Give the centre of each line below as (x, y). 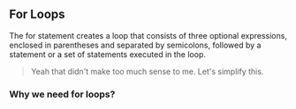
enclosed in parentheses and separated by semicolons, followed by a (135, 45)
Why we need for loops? (62, 94)
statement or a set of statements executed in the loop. (107, 54)
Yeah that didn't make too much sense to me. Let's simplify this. (147, 71)
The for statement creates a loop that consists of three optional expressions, (148, 35)
